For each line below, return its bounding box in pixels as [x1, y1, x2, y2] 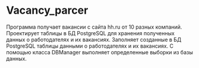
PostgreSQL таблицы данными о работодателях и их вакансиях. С [6, 42, 174, 50]
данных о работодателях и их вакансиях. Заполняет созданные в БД [6, 36, 182, 43]
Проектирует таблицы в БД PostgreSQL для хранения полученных [6, 29, 175, 36]
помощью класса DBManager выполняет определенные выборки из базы [6, 48, 193, 55]
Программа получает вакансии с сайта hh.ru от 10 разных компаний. [6, 23, 182, 30]
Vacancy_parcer [6, 4, 89, 17]
